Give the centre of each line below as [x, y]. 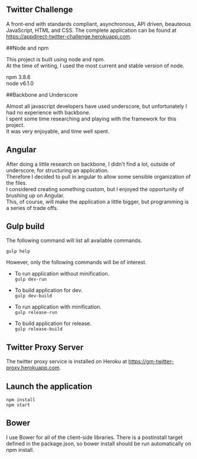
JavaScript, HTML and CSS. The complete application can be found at [91, 30]
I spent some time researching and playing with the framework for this [91, 119]
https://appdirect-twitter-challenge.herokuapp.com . [69, 36]
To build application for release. [53, 323]
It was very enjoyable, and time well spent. [58, 131]
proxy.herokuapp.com [33, 368]
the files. [17, 183]
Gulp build [25, 227]
